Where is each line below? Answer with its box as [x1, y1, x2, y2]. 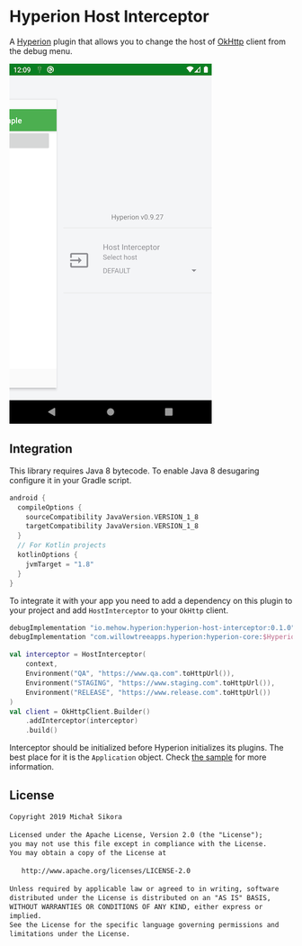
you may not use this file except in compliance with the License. [9, 839, 268, 848]
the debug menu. [9, 45, 74, 56]
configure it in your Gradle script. [9, 474, 132, 485]
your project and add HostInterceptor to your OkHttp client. [9, 605, 229, 616]
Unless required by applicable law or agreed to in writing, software [9, 884, 280, 893]
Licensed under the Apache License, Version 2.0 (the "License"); [9, 830, 263, 839]
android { [9, 493, 47, 502]
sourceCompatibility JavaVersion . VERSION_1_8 [25, 512, 200, 521]
